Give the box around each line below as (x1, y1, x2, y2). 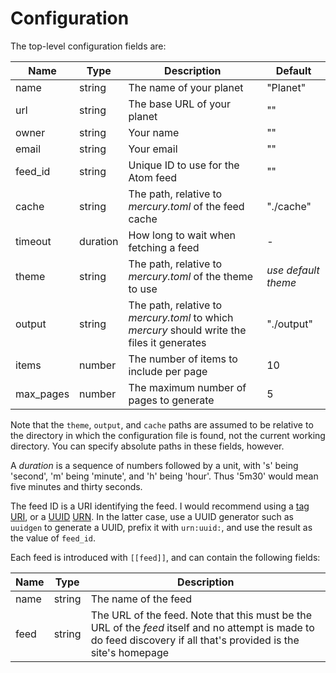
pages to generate (128, 393, 215, 407)
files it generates (128, 335, 207, 349)
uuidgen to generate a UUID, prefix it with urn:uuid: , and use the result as (10, 521, 313, 533)
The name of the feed (90, 592, 193, 606)
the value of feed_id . (10, 532, 97, 544)
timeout (15, 234, 52, 248)
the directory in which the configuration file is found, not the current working (10, 429, 326, 441)
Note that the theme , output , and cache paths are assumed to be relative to (10, 418, 314, 431)
